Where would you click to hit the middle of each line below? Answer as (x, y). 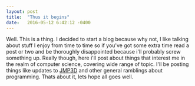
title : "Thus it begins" (38, 17)
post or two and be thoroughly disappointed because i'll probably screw (93, 52)
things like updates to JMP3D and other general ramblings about (85, 71)
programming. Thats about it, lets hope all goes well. (70, 77)
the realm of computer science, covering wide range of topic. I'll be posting (97, 64)
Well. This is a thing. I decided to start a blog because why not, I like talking (97, 39)
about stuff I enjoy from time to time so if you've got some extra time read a (98, 45)
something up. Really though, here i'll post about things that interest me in (96, 58)
